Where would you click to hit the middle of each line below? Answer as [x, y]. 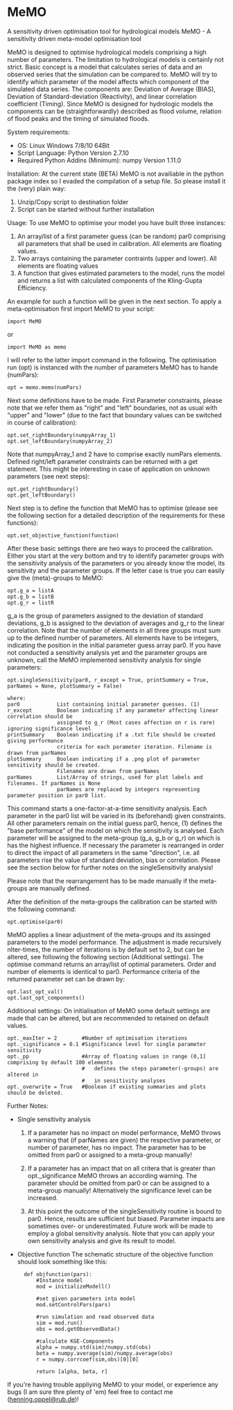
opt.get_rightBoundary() [43, 489]
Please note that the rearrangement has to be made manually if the [103, 881]
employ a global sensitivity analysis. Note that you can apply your [121, 1233]
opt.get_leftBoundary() [42, 495]
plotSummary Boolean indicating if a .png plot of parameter [103, 759]
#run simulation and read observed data [95, 1317]
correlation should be [40, 716]
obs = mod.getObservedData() [78, 1329]
